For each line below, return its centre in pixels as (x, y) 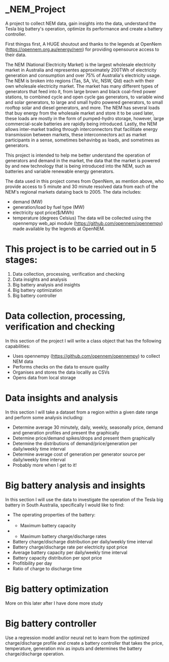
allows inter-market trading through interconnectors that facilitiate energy (81, 129)
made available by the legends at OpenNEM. (59, 229)
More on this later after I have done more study (54, 603)
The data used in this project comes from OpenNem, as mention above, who (84, 181)
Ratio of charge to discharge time (47, 568)
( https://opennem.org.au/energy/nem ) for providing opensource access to (82, 49)
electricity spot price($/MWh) (43, 212)
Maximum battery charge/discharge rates (63, 536)
